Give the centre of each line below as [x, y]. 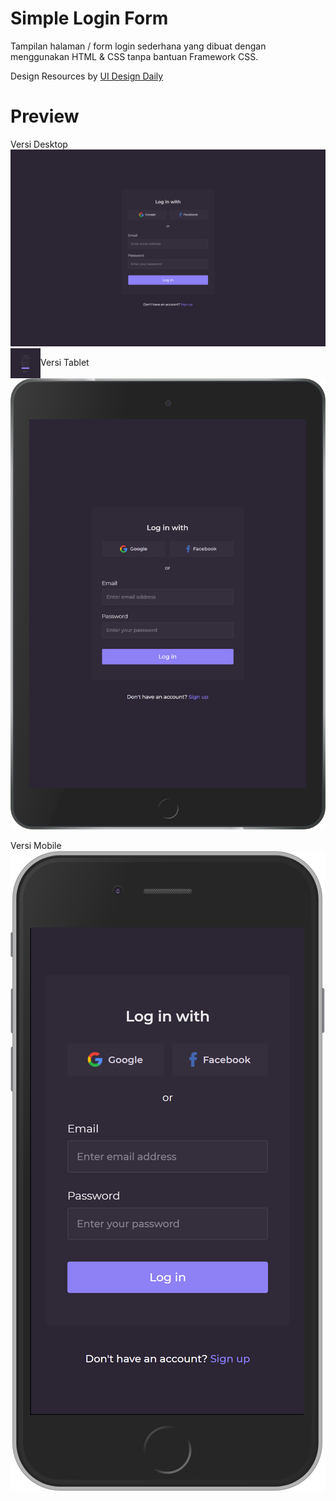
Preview [45, 116]
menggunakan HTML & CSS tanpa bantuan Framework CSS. [134, 56]
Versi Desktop [39, 144]
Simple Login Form [89, 18]
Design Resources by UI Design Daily [87, 76]
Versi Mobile [36, 845]
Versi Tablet [65, 362]
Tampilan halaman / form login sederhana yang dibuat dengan [138, 46]
